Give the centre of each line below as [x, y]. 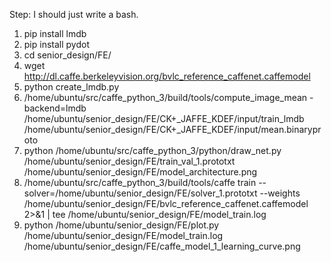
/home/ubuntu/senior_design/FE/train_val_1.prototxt [129, 161]
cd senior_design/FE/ [67, 55]
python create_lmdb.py [71, 87]
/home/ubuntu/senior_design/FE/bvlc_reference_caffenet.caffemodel [166, 203]
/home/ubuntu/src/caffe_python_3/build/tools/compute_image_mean [165, 97]
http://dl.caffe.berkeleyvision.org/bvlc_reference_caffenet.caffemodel [167, 76]
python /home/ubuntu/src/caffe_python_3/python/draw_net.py [152, 150]
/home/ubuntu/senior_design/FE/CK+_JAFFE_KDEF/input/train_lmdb [164, 118]
